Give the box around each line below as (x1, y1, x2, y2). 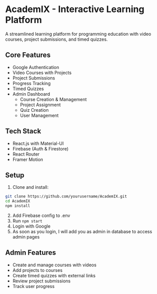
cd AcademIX (5, 199, 30, 204)
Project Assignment (20, 102, 61, 108)
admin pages (12, 234, 40, 240)
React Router (12, 151, 40, 157)
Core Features (5, 51, 51, 59)
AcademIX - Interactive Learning (5, 4, 144, 15)
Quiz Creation (20, 107, 49, 113)
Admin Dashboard (12, 91, 50, 97)
